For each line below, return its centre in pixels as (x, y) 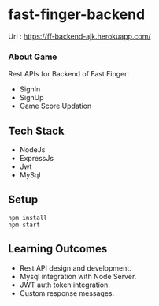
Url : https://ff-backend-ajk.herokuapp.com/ (79, 36)
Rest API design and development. (75, 268)
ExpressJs (36, 159)
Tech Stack (36, 131)
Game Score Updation (55, 106)
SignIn (30, 89)
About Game (33, 57)
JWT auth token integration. (65, 285)
